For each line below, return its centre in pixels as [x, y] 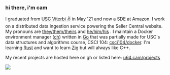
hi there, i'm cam [26, 8]
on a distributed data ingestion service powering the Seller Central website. [84, 26]
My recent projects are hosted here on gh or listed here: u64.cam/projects [83, 58]
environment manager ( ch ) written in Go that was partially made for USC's [83, 37]
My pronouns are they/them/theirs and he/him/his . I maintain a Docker [79, 31]
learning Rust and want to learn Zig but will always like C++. [68, 48]
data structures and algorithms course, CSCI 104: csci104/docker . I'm [78, 43]
